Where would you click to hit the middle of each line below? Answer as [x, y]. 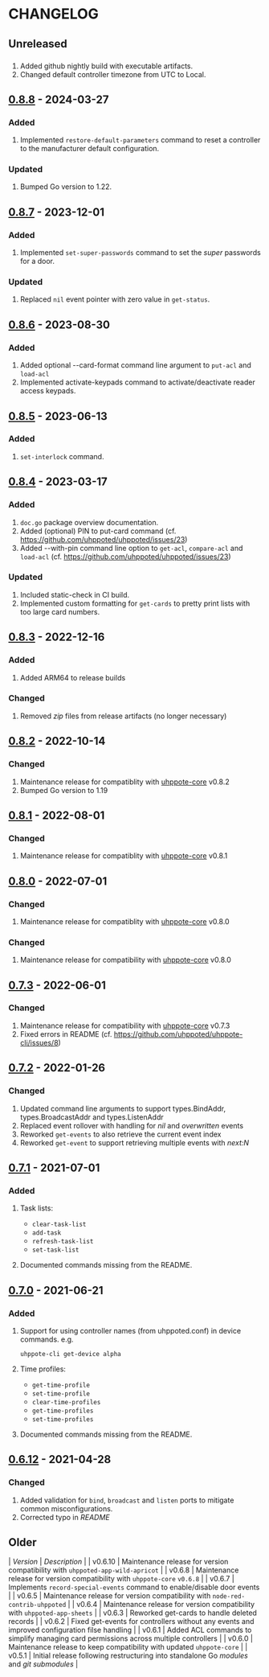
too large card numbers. [60, 611]
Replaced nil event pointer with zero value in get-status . [115, 299]
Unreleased [38, 44]
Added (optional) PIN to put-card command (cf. [98, 531]
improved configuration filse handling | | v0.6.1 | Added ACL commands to [130, 1630]
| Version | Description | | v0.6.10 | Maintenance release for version [118, 1562]
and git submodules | [43, 1664]
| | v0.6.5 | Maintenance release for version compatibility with [110, 1596]
